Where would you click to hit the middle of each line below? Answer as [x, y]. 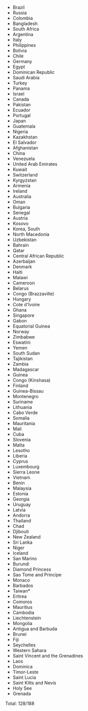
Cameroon [24, 283]
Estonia [20, 494]
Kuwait [20, 169]
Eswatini [21, 342]
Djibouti [21, 531]
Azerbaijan [24, 261]
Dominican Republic [34, 72]
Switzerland [25, 175]
